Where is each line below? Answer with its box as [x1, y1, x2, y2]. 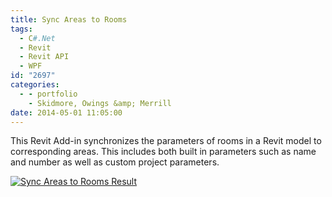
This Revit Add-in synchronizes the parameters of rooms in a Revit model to [10, 135, 322, 147]
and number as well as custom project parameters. [10, 156, 220, 168]
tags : [10, 24, 33, 34]
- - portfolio [19, 89, 78, 99]
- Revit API [19, 52, 70, 62]
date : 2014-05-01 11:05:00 [10, 107, 123, 118]
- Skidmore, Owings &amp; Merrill [28, 98, 172, 108]
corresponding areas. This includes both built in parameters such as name [10, 146, 317, 158]
